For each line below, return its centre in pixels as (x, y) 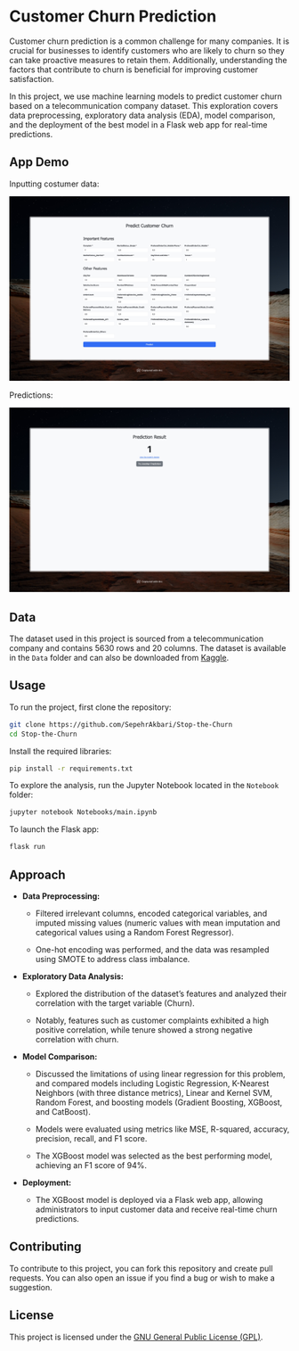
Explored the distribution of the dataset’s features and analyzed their (161, 994)
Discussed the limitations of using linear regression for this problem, (160, 1074)
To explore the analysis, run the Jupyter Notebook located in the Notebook (144, 786)
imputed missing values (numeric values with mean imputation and (158, 923)
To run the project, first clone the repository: (90, 707)
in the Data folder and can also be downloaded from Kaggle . (119, 658)
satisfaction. (32, 78)
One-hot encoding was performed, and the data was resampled (152, 950)
